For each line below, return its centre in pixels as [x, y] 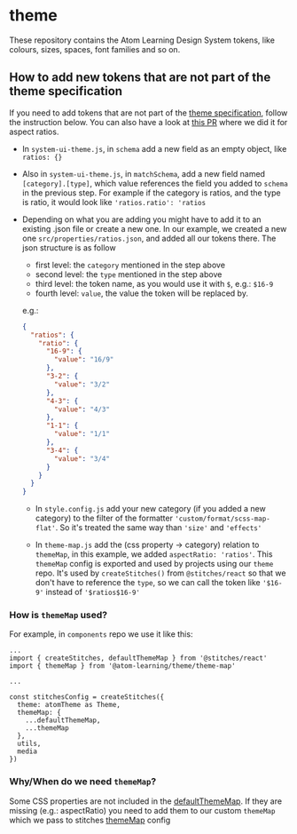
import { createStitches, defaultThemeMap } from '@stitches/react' [138, 658]
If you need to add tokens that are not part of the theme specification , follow [148, 113]
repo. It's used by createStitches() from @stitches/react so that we [160, 573]
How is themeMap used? [59, 616]
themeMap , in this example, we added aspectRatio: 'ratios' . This [154, 554]
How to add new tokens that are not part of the [140, 78]
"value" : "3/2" [82, 384]
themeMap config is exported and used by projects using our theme [154, 564]
